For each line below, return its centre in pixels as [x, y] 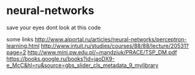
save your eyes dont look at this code [54, 27]
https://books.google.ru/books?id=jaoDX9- [61, 59]
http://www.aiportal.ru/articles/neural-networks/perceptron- [111, 39]
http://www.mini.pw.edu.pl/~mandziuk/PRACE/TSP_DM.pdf [102, 52]
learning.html [23, 46]
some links [20, 39]
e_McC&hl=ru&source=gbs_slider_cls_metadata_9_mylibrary [82, 65]
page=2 [16, 52]
